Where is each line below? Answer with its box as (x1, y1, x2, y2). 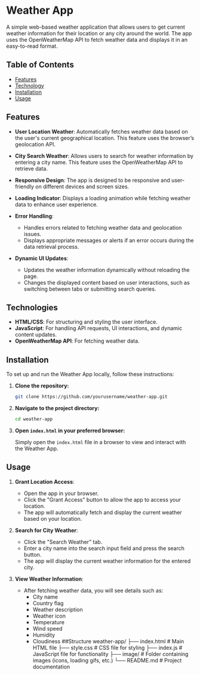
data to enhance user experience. (14, 201, 99, 208)
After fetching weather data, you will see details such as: (23, 587, 164, 594)
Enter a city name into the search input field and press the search (23, 545, 185, 552)
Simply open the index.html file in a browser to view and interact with (14, 438, 186, 445)
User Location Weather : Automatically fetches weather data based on (14, 128, 188, 135)
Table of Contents (6, 60, 75, 70)
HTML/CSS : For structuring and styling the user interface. (14, 318, 158, 326)
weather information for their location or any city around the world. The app (6, 29, 192, 36)
